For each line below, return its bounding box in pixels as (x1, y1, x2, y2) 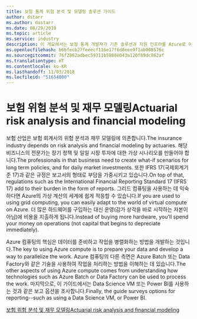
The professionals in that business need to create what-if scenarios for (16, 157, 189, 164)
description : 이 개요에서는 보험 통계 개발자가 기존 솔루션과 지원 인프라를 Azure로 (6, 42, 186, 48)
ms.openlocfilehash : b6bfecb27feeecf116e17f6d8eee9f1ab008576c (6, 47, 165, 53)
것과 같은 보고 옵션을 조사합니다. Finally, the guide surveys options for (12, 288, 175, 295)
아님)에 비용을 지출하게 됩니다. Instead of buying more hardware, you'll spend (6, 213, 189, 221)
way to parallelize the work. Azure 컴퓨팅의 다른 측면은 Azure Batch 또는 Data (6, 253, 190, 260)
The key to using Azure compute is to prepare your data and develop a (12, 245, 183, 253)
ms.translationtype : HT (6, 58, 65, 64)
